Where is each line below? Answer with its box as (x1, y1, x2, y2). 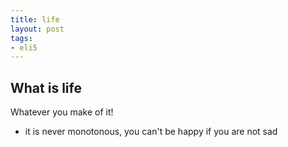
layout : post (10, 24, 65, 34)
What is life (10, 79, 82, 96)
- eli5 (10, 42, 38, 53)
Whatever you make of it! (10, 106, 114, 118)
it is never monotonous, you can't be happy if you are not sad (24, 126, 278, 138)
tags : (10, 33, 33, 43)
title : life (10, 14, 60, 25)
